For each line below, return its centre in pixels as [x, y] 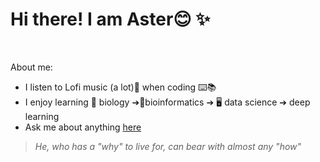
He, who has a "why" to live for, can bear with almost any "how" [168, 146]
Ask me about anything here [83, 127]
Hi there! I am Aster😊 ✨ [110, 19]
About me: [31, 67]
